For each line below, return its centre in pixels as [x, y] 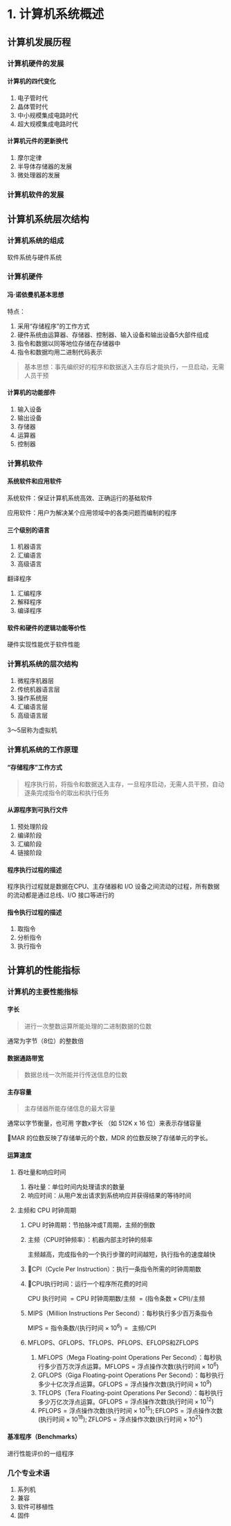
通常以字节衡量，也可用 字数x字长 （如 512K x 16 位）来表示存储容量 [104, 1124]
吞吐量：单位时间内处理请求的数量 [76, 1187]
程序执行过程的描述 [35, 869]
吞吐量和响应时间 [41, 1172]
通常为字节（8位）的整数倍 [46, 1040]
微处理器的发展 [38, 175]
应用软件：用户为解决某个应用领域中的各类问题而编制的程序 [92, 513]
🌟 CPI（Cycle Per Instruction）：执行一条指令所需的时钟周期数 [114, 1269]
